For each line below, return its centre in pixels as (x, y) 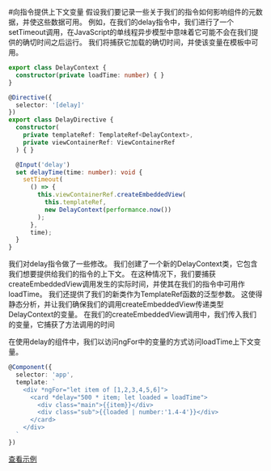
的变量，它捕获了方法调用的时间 (61, 325)
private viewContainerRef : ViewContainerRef (99, 142)
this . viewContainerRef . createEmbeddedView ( (112, 195)
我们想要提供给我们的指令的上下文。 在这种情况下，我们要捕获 (112, 274)
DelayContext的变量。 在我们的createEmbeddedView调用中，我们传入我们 (133, 315)
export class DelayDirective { (61, 120)
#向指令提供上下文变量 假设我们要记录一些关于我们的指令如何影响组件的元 (132, 12)
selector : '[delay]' (50, 105)
